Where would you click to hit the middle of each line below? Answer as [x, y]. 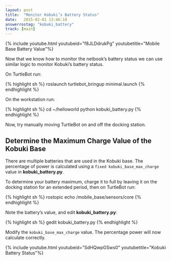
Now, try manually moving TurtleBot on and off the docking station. [76, 125]
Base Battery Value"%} [29, 49]
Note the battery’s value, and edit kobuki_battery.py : [61, 212]
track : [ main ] [20, 29]
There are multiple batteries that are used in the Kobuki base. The [74, 161]
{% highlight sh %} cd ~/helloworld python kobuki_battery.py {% [73, 109]
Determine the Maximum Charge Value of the [79, 141]
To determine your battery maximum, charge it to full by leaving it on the [81, 181]
